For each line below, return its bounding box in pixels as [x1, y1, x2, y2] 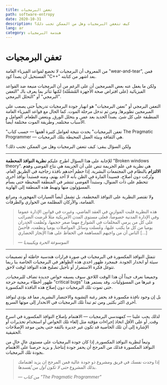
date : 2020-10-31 [5, 16, 42, 21]
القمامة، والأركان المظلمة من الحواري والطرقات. [5, 199, 95, 205]
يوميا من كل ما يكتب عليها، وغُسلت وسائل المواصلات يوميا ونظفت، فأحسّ [17, 224, 153, 230]
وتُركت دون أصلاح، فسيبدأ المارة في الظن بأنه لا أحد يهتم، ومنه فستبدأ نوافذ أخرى [5, 173, 154, 179]
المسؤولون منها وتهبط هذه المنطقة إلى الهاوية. [5, 184, 91, 190]
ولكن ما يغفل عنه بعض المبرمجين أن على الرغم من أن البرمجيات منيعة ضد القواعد [5, 83, 157, 89]
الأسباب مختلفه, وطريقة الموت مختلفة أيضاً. [5, 119, 86, 125]
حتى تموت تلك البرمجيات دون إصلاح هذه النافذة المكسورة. [5, 284, 113, 290]
